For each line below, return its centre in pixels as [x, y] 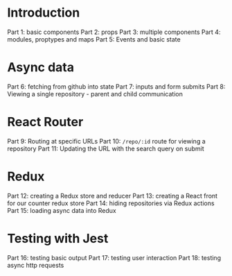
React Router [45, 122]
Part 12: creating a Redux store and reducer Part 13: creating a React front [113, 196]
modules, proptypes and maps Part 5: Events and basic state [94, 39]
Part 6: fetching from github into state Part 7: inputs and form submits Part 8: [116, 86]
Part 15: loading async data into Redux [62, 210]
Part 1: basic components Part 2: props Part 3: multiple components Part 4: [114, 32]
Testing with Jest [58, 238]
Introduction [44, 13]
